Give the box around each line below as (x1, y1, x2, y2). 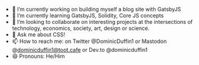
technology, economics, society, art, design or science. (11, 24, 150, 32)
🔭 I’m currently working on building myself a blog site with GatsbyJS (11, 6, 182, 13)
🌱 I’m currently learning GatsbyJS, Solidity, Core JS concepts (11, 12, 164, 19)
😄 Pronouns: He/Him (11, 52, 65, 60)
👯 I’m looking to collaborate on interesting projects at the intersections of (11, 18, 193, 25)
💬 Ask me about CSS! (11, 31, 65, 38)
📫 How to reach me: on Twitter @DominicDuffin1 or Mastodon (11, 38, 167, 45)
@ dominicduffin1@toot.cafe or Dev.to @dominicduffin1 (11, 47, 148, 53)
